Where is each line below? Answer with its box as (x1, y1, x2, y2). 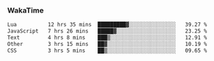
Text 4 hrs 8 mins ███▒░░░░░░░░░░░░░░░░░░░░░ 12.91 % (7, 34, 208, 42)
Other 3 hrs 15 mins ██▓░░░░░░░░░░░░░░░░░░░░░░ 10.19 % (7, 40, 208, 47)
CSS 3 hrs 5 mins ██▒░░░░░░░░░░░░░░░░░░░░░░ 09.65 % (7, 47, 208, 54)
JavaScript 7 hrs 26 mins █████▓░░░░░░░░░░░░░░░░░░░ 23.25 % (7, 28, 208, 35)
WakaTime (7, 6, 44, 15)
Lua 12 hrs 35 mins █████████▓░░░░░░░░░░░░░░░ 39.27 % (7, 21, 208, 28)
